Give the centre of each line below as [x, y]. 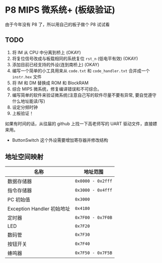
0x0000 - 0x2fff [94, 181]
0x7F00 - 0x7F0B [94, 217]
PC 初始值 [19, 199]
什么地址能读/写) [28, 101]
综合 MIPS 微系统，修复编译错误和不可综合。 [57, 89]
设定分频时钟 [25, 107]
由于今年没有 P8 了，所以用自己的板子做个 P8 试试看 [57, 24]
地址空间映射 [24, 157]
